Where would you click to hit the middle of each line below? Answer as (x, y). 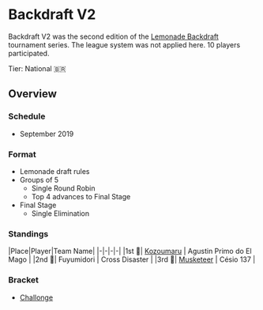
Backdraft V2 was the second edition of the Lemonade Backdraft (113, 36)
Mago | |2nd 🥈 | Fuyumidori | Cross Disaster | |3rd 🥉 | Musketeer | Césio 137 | (132, 259)
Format (23, 154)
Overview (33, 94)
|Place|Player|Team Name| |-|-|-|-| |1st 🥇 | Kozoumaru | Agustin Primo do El (130, 251)
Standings (28, 233)
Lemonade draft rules (54, 171)
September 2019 (47, 134)
